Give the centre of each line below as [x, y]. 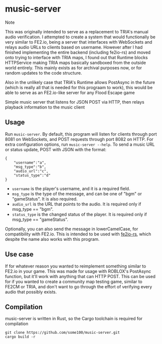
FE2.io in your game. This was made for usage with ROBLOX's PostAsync [78, 271]
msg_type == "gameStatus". [40, 219]
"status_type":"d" [32, 175]
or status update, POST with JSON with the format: [56, 149]
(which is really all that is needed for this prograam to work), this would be [79, 87]
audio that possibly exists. [31, 292]
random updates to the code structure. [44, 73]
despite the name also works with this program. [52, 239]
